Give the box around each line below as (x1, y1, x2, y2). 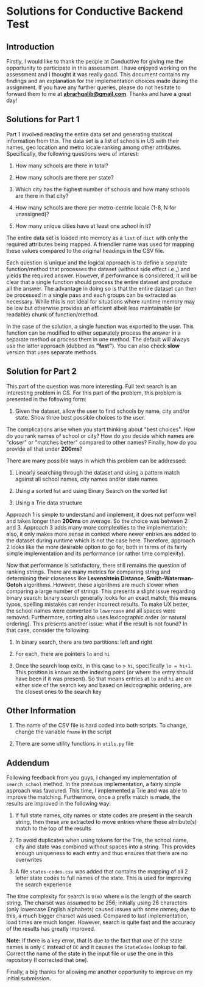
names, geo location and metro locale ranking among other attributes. (6, 144, 181, 151)
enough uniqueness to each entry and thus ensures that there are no (15, 850, 188, 857)
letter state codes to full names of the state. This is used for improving (15, 875, 192, 882)
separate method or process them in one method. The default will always (6, 335, 190, 343)
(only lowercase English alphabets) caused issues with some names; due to (6, 906, 196, 913)
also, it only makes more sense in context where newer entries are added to (6, 530, 197, 537)
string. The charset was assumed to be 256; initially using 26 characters (6, 899, 188, 906)
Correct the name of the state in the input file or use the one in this (6, 950, 174, 957)
